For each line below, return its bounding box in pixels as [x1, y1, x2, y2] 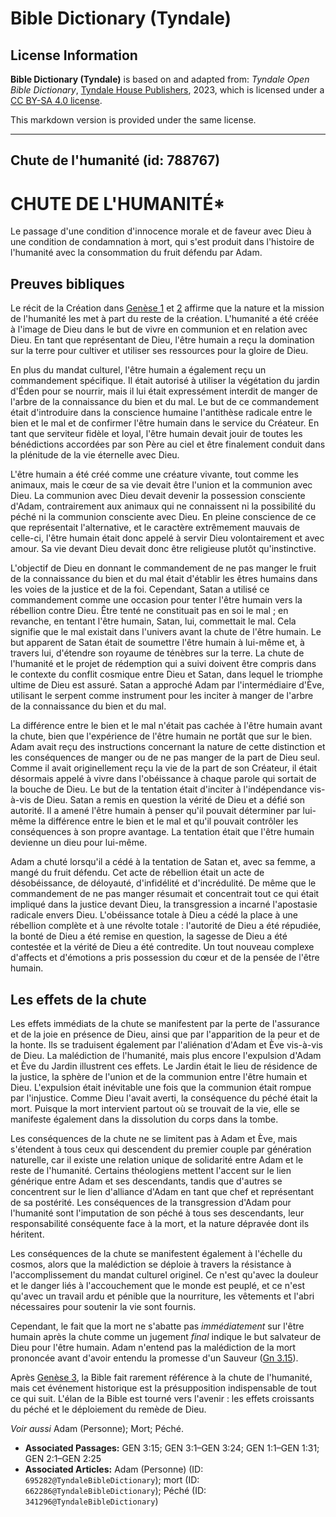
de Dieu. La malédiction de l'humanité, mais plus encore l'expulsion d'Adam [10, 1049, 322, 1061]
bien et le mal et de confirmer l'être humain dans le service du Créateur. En [10, 417, 320, 429]
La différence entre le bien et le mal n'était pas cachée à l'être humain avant [10, 720, 323, 732]
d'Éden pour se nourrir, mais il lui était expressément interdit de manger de [10, 385, 318, 397]
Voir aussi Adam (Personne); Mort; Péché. [10, 1422, 185, 1434]
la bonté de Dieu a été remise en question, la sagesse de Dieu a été [10, 930, 288, 942]
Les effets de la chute [10, 991, 147, 1008]
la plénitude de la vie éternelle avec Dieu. [10, 449, 180, 461]
